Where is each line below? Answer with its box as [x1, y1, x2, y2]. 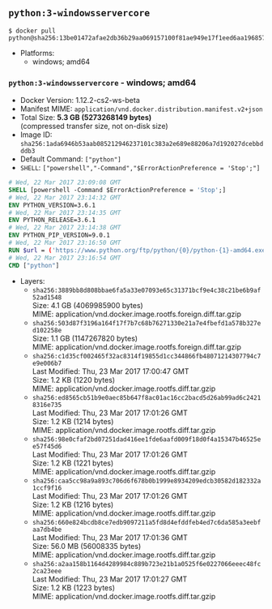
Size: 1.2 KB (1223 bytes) [32, 582, 116, 592]
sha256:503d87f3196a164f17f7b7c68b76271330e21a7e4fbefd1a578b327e [32, 319, 261, 328]
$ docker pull [8, 27, 57, 35]
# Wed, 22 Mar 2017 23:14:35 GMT [8, 208, 121, 217]
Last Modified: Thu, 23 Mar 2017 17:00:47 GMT [32, 366, 189, 376]
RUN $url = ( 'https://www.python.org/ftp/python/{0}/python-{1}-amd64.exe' [8, 246, 270, 255]
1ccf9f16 [32, 483, 62, 492]
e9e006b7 [32, 359, 62, 367]
